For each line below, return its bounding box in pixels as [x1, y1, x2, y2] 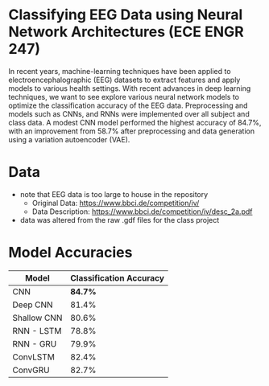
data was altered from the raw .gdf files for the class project [19, 215, 220, 224]
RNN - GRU [12, 338, 57, 349]
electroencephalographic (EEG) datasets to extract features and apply [8, 75, 241, 84]
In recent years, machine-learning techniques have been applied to [8, 66, 231, 76]
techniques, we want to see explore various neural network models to [8, 92, 240, 101]
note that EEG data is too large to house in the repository [19, 189, 209, 199]
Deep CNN [12, 299, 54, 310]
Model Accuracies [8, 244, 133, 262]
